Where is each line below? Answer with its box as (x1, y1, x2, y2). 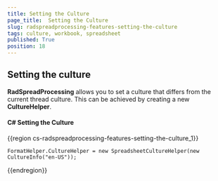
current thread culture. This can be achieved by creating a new (7, 95, 190, 103)
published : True (7, 36, 55, 43)
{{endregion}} (7, 166, 48, 175)
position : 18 (7, 43, 46, 50)
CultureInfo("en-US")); (7, 154, 77, 161)
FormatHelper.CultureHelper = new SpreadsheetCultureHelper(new (7, 148, 200, 155)
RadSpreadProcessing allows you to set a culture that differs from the (7, 87, 211, 95)
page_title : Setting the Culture (7, 17, 109, 24)
